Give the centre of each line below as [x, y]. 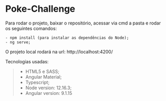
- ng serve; [18, 42]
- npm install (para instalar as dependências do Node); [67, 38]
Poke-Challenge [40, 9]
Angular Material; [44, 77]
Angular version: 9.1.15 [49, 93]
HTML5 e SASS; [42, 71]
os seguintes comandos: [31, 28]
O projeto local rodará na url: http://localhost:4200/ [59, 52]
